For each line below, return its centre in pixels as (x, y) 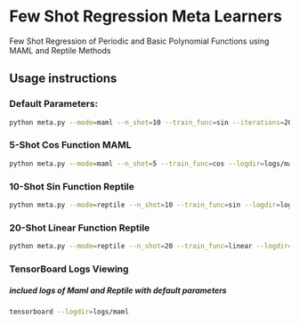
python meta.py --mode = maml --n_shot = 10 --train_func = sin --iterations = (147, 122)
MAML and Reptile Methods (60, 50)
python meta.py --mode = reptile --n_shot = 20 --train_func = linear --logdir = (151, 247)
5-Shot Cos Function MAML (70, 145)
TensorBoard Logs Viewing (69, 269)
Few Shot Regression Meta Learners (146, 16)
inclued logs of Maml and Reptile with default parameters (118, 290)
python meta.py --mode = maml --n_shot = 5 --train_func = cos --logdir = (137, 163)
